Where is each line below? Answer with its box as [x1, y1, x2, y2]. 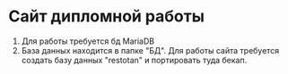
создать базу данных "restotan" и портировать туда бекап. [21, 54, 248, 65]
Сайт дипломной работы [8, 6, 205, 27]
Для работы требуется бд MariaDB [21, 36, 154, 46]
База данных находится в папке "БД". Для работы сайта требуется [21, 45, 280, 55]
